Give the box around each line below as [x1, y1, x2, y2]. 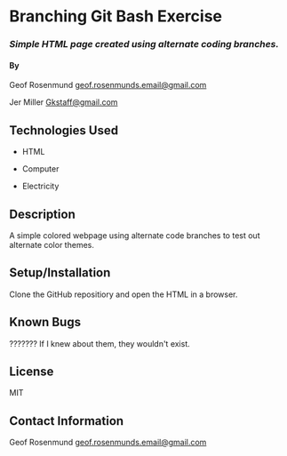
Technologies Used [9, 123, 118, 138]
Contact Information [9, 413, 124, 428]
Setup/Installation [9, 265, 111, 281]
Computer [21, 164, 60, 174]
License [9, 364, 54, 379]
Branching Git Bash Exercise [9, 6, 223, 27]
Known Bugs [9, 315, 82, 330]
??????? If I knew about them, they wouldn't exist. [9, 338, 191, 348]
